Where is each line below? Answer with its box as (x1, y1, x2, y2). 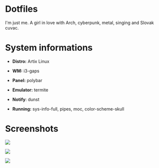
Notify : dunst (12, 96, 40, 102)
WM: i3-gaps (12, 68, 39, 74)
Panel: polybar (12, 77, 43, 83)
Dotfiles (5, 3, 38, 15)
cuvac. (5, 25, 19, 30)
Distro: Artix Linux (12, 58, 50, 64)
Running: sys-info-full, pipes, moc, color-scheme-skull (12, 106, 125, 112)
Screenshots (5, 123, 59, 135)
